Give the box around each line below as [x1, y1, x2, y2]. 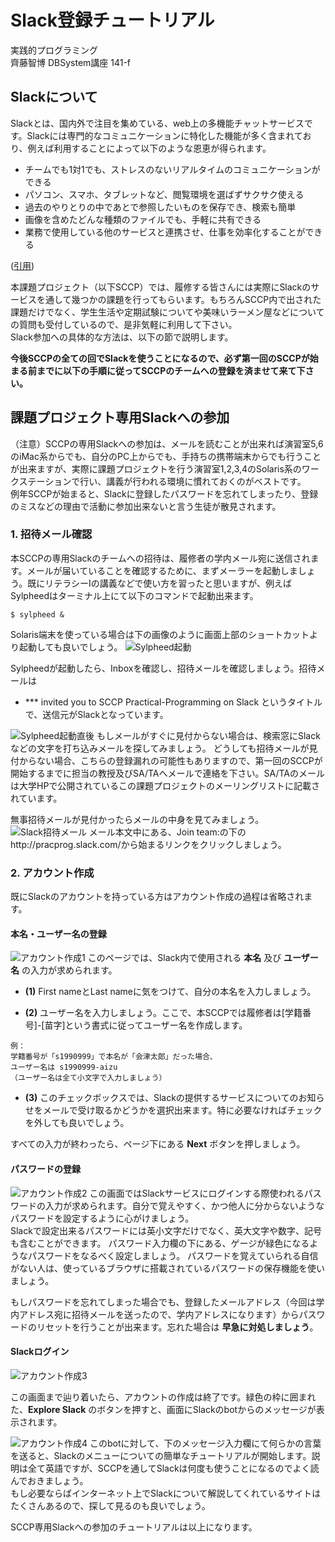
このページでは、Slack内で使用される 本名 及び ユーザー [87, 952, 319, 964]
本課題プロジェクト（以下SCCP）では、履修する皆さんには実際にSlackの [10, 281, 312, 293]
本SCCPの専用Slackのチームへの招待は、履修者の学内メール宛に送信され [10, 552, 311, 564]
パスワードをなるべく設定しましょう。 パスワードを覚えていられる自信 [27, 1249, 319, 1261]
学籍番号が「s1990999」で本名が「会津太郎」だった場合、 [10, 1052, 218, 1062]
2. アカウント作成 [10, 866, 95, 880]
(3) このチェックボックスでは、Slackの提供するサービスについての [24, 1092, 299, 1104]
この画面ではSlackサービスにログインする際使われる [89, 1187, 305, 1199]
